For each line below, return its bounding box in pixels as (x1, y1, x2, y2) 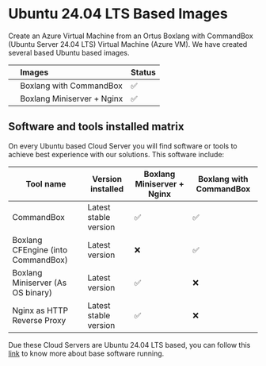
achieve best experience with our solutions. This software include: (8, 149, 225, 159)
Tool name (25, 178, 66, 189)
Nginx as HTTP (12, 305, 69, 316)
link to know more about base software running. (8, 349, 165, 358)
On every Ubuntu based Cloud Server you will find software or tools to (8, 141, 237, 151)
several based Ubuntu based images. (8, 48, 130, 57)
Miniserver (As (12, 277, 67, 288)
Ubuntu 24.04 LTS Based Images (8, 5, 228, 23)
